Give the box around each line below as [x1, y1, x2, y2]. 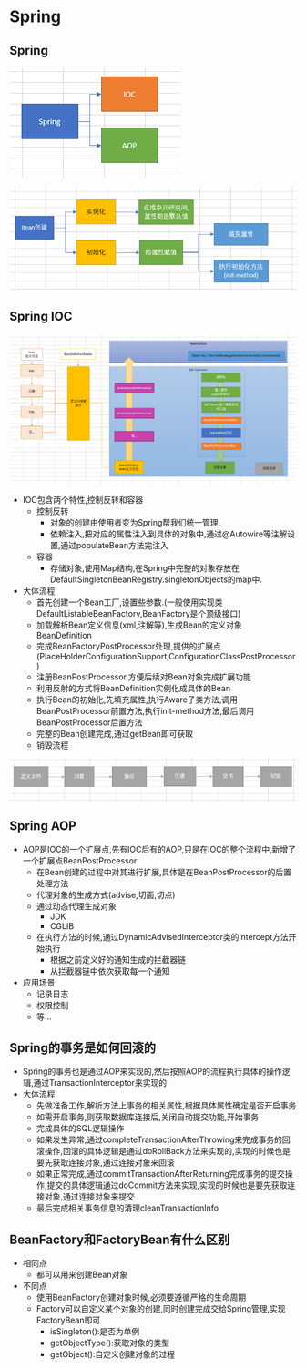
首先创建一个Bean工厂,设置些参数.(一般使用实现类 [36, 597, 223, 608]
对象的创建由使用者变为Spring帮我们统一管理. [49, 517, 221, 528]
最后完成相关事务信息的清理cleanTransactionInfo [36, 1202, 219, 1213]
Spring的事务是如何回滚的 [9, 1040, 157, 1056]
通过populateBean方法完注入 [60, 540, 168, 551]
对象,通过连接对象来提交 [44, 1191, 135, 1202]
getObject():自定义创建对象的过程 [49, 1349, 176, 1360]
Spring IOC [9, 308, 73, 324]
